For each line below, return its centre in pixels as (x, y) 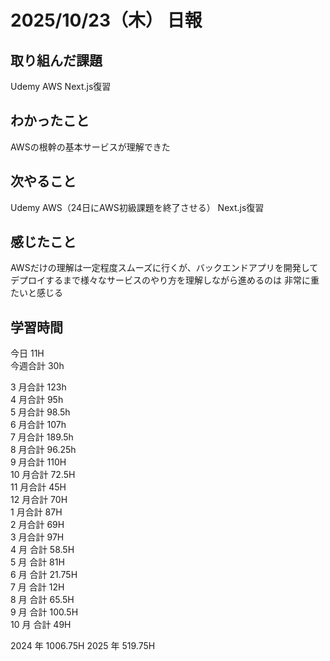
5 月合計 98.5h (40, 412)
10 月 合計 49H (41, 625)
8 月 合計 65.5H (42, 600)
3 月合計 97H (37, 537)
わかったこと (50, 121)
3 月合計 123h (38, 387)
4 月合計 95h (37, 400)
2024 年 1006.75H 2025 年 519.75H (83, 646)
